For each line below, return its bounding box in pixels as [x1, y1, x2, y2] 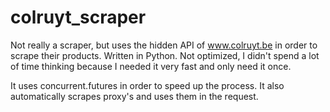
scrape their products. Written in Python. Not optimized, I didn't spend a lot [10, 49, 320, 61]
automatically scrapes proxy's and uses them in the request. [10, 90, 259, 102]
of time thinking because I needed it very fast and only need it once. [10, 60, 292, 72]
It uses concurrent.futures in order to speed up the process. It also [10, 79, 285, 91]
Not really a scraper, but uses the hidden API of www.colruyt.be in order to [10, 39, 318, 51]
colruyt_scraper [10, 6, 147, 29]
